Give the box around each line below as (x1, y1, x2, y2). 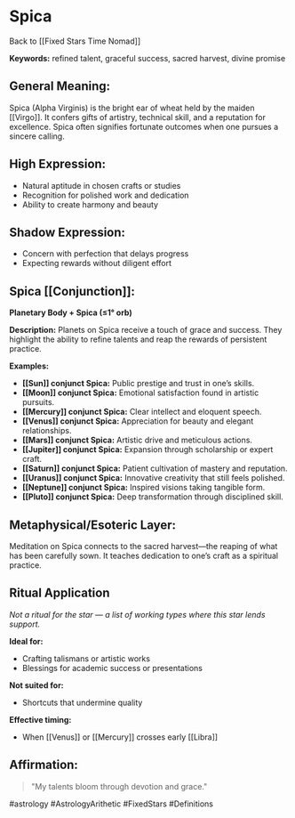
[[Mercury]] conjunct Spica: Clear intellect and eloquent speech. (21, 407, 262, 417)
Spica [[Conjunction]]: (9, 283, 136, 299)
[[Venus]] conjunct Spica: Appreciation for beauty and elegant (21, 416, 254, 426)
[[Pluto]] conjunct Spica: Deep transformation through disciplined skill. (21, 491, 284, 502)
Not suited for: (9, 679, 64, 691)
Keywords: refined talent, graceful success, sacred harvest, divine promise (9, 53, 286, 63)
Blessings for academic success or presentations (21, 662, 203, 673)
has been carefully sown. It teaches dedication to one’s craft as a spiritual (9, 550, 278, 561)
